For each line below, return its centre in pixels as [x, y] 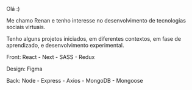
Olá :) [13, 9]
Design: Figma [24, 69]
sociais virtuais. [26, 27]
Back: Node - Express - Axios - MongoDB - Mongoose [75, 81]
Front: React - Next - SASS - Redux [51, 57]
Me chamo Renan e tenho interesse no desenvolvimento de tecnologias [96, 20]
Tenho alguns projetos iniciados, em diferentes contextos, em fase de [94, 39]
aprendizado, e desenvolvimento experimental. [65, 45]
